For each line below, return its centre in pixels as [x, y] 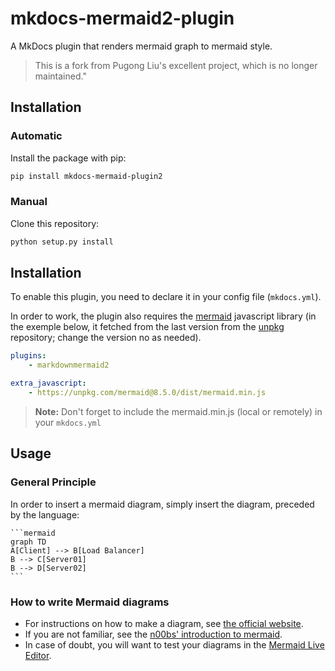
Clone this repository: [55, 223]
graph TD [28, 542]
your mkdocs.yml [68, 422]
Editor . [38, 655]
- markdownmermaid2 [69, 365]
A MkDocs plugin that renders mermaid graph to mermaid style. [141, 46]
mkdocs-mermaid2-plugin [122, 18]
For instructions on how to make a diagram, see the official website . [164, 623]
